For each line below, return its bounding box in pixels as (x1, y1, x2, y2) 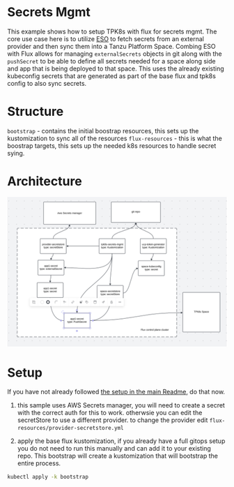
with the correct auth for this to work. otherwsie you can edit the (17, 409, 203, 417)
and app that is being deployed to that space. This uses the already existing (7, 64, 224, 73)
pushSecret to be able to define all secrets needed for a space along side (7, 57, 216, 65)
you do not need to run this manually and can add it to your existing (17, 444, 211, 453)
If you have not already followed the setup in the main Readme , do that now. (7, 388, 225, 396)
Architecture (7, 174, 82, 189)
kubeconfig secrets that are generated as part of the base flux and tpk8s (7, 71, 216, 80)
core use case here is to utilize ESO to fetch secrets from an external (7, 34, 204, 43)
